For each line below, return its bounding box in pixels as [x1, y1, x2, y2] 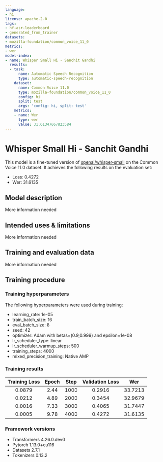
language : [5, 7, 26, 12]
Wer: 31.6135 [12, 179, 38, 185]
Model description [5, 193, 62, 202]
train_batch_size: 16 [12, 317, 53, 322]
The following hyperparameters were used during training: [5, 302, 123, 308]
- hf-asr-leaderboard [5, 26, 50, 31]
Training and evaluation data [5, 249, 94, 257]
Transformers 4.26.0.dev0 [12, 437, 65, 443]
